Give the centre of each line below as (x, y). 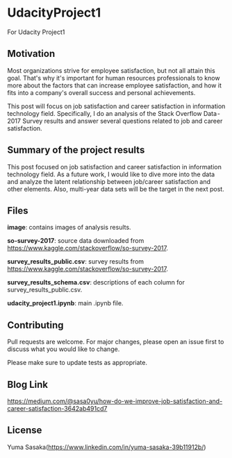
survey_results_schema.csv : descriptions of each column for (96, 282)
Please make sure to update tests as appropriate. (77, 363)
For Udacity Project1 (36, 32)
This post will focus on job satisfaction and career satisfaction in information (116, 106)
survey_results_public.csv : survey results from (76, 262)
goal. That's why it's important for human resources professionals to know (114, 78)
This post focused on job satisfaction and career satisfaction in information (115, 167)
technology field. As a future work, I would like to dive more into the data (111, 174)
